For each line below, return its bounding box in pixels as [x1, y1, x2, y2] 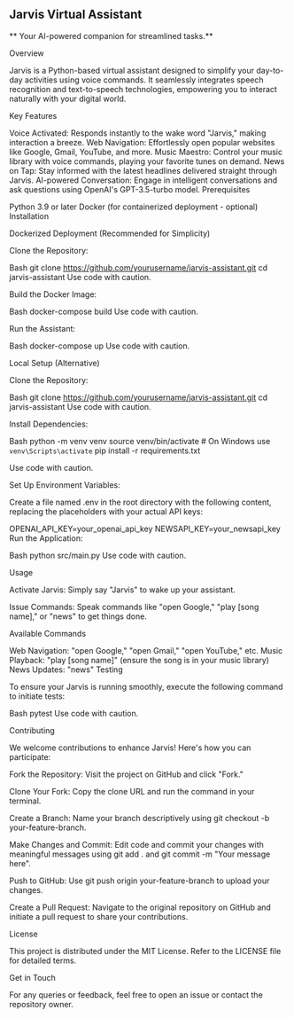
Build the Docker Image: [9, 288, 97, 300]
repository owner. [9, 998, 73, 1009]
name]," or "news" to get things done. [9, 611, 148, 622]
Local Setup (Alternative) [9, 357, 100, 368]
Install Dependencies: [9, 419, 89, 429]
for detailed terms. [9, 955, 77, 966]
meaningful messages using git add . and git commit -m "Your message [9, 849, 271, 859]
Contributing [9, 724, 55, 735]
